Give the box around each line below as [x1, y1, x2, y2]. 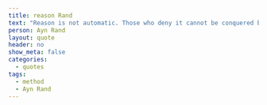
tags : [8, 70, 26, 78]
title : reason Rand [8, 11, 73, 20]
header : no [8, 41, 44, 49]
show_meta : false [8, 48, 66, 56]
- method [15, 77, 44, 85]
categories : [8, 56, 48, 64]
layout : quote [8, 33, 56, 42]
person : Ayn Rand [8, 26, 66, 34]
